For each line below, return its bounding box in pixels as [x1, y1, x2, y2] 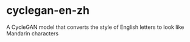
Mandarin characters [6, 29, 59, 37]
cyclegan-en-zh [6, 4, 90, 17]
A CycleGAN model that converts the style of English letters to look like [6, 23, 185, 31]
